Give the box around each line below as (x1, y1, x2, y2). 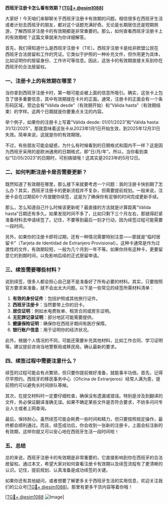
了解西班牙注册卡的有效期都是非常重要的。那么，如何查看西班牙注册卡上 (13, 28, 163, 34)
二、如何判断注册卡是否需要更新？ (5, 169, 87, 176)
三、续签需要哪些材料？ (5, 266, 61, 273)
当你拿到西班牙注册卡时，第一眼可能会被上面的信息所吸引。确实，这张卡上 (5, 90, 158, 96)
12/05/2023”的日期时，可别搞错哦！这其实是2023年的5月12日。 (11, 155, 143, 161)
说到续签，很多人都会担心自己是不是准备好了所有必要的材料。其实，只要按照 (5, 278, 163, 285)
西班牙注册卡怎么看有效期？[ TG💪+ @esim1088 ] (5, 5, 104, 11)
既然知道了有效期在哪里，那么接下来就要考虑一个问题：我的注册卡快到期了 (5, 181, 158, 187)
